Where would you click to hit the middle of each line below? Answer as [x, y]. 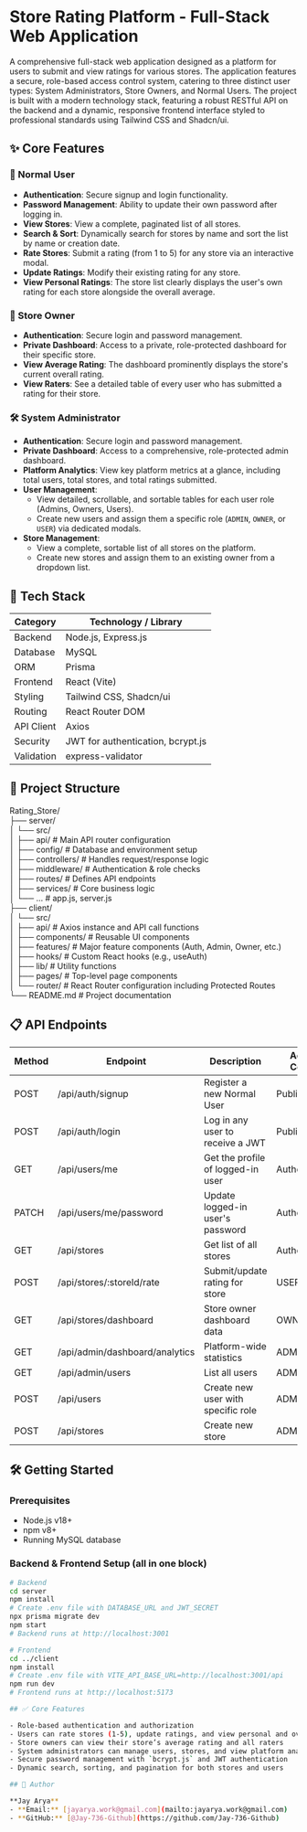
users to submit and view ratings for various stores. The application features [153, 71]
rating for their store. [62, 393]
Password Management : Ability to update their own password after [150, 204]
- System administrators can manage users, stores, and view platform [147, 1751]
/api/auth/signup [94, 1093]
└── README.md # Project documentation [90, 995]
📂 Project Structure [65, 788]
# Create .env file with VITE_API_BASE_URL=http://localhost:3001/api [147, 1676]
